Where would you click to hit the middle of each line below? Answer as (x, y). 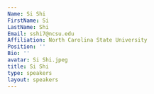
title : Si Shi (28, 66)
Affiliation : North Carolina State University (77, 40)
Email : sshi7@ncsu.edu (41, 34)
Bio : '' (19, 54)
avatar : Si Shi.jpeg (38, 60)
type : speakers (30, 73)
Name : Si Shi (27, 14)
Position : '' (27, 47)
